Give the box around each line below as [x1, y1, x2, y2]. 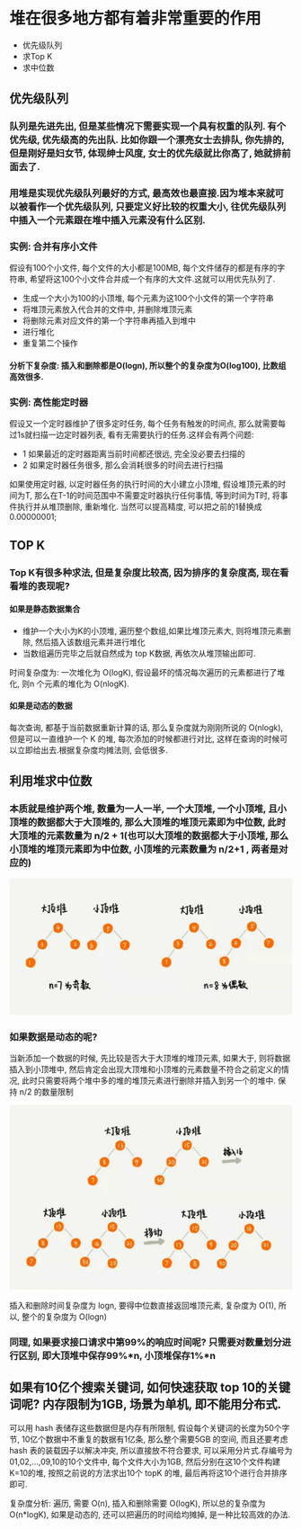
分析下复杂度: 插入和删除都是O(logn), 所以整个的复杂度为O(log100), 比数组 [9, 361, 287, 371]
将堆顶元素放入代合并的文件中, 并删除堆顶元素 [22, 304, 193, 315]
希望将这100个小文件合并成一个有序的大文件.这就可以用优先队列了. [29, 273, 276, 284]
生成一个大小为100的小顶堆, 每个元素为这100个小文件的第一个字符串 [22, 293, 274, 304]
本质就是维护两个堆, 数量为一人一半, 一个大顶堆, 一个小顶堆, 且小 [9, 802, 288, 815]
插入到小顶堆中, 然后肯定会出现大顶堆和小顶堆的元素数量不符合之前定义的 [9, 1064, 281, 1075]
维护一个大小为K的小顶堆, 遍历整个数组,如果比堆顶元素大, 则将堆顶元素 [22, 625, 284, 636]
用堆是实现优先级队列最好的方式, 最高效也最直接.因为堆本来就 [9, 187, 276, 200]
